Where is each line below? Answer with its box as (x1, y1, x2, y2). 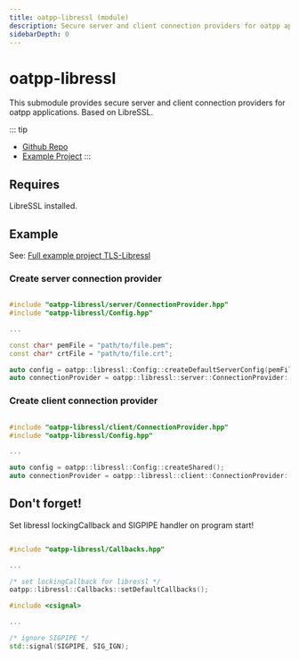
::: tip (9, 124, 28, 135)
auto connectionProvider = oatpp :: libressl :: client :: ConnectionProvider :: (9, 472, 293, 481)
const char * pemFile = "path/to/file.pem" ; (9, 341, 174, 350)
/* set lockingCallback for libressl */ (9, 577, 162, 586)
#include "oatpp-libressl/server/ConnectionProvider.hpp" (9, 301, 229, 309)
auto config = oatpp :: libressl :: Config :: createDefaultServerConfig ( (9, 365, 269, 375)
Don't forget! (9, 496, 82, 511)
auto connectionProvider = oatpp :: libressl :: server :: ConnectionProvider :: (9, 374, 293, 383)
